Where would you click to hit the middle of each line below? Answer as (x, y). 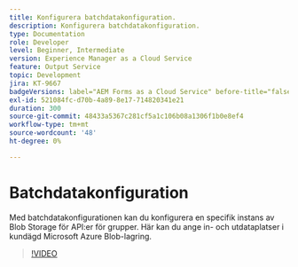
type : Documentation (47, 34)
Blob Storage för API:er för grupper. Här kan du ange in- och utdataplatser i (146, 226)
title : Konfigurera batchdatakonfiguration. (93, 17)
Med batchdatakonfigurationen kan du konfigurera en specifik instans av (142, 217)
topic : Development (45, 75)
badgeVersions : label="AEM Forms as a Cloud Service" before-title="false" (152, 91)
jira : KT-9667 (35, 83)
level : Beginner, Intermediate (67, 51)
